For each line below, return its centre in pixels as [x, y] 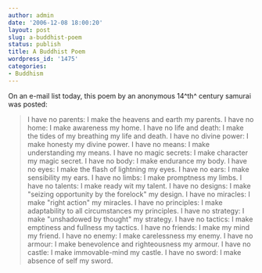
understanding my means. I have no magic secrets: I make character [138, 153]
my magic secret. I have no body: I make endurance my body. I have [137, 160]
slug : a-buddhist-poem [45, 37]
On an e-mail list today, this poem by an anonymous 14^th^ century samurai [130, 95]
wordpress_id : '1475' [43, 59]
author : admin [31, 15]
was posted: [28, 104]
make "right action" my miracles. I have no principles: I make [125, 202]
